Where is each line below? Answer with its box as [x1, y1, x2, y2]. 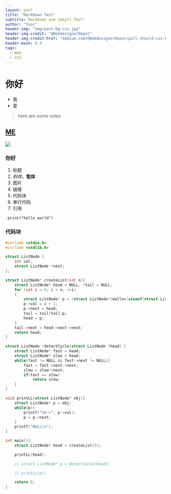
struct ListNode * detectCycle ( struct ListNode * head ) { [5, 344, 126, 349]
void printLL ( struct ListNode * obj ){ [5, 396, 85, 401]
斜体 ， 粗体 [12, 174, 36, 180]
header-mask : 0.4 [5, 41, 42, 46]
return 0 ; [14, 480, 36, 485]
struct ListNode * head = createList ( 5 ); [14, 442, 101, 448]
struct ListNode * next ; [14, 264, 65, 269]
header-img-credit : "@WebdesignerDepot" [5, 31, 93, 36]
